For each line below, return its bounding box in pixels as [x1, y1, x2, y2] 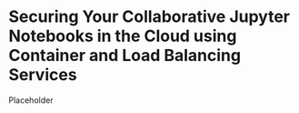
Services [8, 65, 78, 86]
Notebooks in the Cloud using [8, 26, 237, 46]
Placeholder [8, 94, 54, 106]
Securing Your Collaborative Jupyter [8, 6, 291, 27]
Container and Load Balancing [8, 46, 242, 66]
